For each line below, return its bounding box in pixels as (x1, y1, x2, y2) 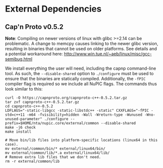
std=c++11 (5, 112, 25, 117)
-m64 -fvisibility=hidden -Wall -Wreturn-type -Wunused (26, 112, 143, 117)
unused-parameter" (5, 117, 42, 122)
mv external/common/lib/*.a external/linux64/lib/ (5, 151, 110, 155)
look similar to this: (5, 86, 43, 92)
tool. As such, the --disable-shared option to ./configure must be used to (5, 71, 154, 76)
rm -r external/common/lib (5, 159, 60, 164)
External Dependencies (5, 3, 102, 15)
